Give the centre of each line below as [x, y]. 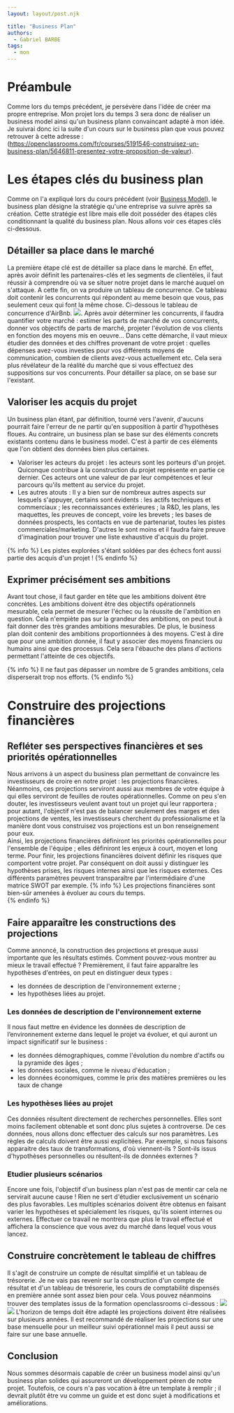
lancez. [18, 1234]
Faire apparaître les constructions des [92, 922]
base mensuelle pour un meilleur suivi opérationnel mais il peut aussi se [111, 1326]
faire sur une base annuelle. [47, 1334]
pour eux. [21, 834]
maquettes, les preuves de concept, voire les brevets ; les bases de [114, 514]
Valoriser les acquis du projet [72, 402]
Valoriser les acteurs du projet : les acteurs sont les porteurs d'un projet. [122, 462]
